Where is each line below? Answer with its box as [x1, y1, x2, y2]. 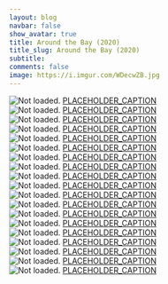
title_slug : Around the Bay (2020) [9, 46, 141, 55]
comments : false [9, 63, 69, 72]
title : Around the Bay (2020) [9, 37, 121, 47]
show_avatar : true [9, 29, 77, 38]
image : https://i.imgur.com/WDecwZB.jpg [9, 71, 161, 80]
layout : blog [9, 12, 57, 22]
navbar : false [9, 21, 62, 30]
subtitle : [9, 54, 46, 63]
